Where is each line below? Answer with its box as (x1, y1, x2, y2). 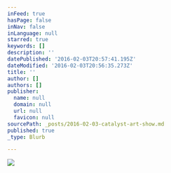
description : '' (7, 50, 55, 57)
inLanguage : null (7, 29, 58, 37)
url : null (13, 107, 42, 114)
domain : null (13, 101, 52, 108)
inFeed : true (7, 10, 46, 17)
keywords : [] (7, 43, 46, 50)
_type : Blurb (7, 133, 46, 140)
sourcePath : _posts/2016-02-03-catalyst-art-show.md (7, 120, 165, 128)
